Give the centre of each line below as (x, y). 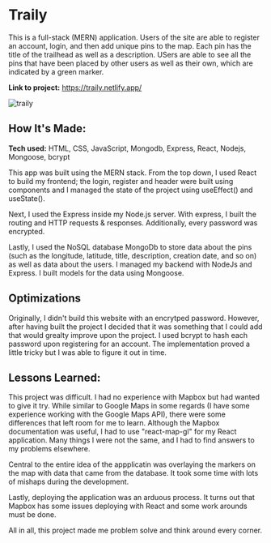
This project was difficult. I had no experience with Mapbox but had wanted (134, 397)
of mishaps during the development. (69, 482)
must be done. (32, 515)
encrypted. (27, 231)
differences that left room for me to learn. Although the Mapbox (114, 423)
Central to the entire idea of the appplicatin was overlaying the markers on (132, 464)
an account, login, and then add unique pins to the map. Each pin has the (130, 45)
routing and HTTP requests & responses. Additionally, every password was (133, 222)
